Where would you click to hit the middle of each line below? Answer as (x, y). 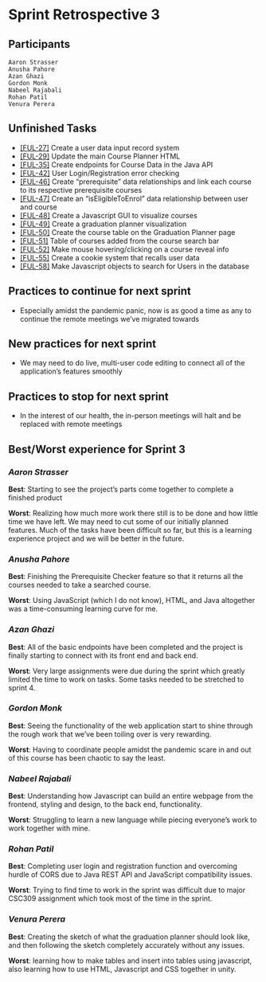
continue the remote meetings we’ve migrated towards (110, 319)
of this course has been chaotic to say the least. (87, 757)
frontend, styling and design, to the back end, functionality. (106, 804)
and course (38, 207)
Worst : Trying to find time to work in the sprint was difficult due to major (127, 890)
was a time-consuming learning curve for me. (83, 609)
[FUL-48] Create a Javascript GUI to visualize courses (108, 215)
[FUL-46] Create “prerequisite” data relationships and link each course (136, 182)
